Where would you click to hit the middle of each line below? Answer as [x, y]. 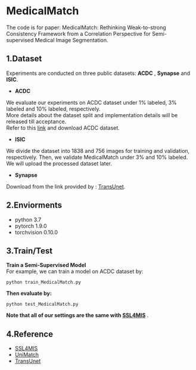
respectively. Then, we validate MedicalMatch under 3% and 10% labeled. [97, 157]
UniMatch [27, 355]
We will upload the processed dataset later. [59, 163]
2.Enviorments [34, 206]
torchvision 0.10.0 [36, 232]
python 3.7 [28, 220]
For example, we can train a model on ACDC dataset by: [75, 271]
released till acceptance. [36, 121]
